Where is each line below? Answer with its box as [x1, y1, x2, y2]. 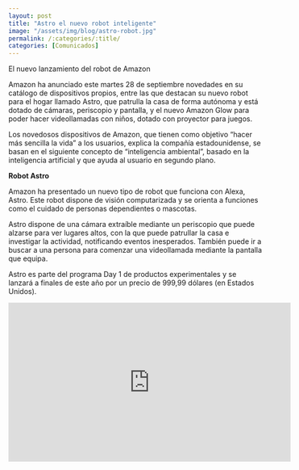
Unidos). [8, 287, 37, 296]
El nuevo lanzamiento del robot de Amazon [8, 64, 151, 73]
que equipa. [8, 254, 48, 263]
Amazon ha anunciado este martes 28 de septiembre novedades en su [8, 80, 243, 90]
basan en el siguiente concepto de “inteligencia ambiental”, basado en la [8, 147, 250, 157]
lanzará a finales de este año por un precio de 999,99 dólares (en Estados [8, 278, 255, 287]
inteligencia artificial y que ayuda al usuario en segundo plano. [8, 155, 216, 166]
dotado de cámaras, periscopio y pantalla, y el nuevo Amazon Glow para [8, 106, 250, 115]
